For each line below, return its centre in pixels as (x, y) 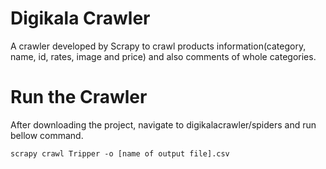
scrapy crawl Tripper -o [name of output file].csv (120, 153)
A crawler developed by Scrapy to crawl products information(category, (158, 46)
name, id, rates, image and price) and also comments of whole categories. (163, 56)
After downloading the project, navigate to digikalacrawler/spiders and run (163, 124)
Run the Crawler (79, 97)
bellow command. (47, 135)
